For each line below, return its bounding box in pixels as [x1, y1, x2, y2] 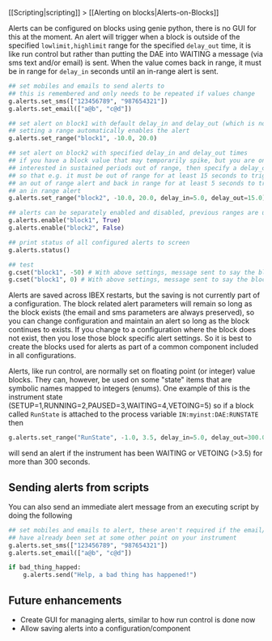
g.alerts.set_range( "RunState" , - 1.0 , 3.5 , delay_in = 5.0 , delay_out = [8, 434, 249, 442]
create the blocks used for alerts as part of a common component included [8, 342, 259, 352]
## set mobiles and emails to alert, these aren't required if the [8, 526, 241, 534]
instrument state [8, 392, 63, 402]
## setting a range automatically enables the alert [8, 126, 190, 135]
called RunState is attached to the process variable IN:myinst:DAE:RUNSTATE [8, 409, 259, 419]
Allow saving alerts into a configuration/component [19, 624, 191, 633]
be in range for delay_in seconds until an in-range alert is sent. [8, 66, 219, 76]
